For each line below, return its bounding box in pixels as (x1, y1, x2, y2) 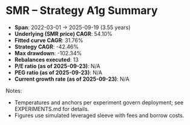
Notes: (5, 87, 22, 94)
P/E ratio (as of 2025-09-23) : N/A (14, 62, 100, 70)
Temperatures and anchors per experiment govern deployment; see (14, 98, 184, 106)
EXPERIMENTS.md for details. (14, 105, 90, 112)
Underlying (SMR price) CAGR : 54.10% (14, 30, 113, 37)
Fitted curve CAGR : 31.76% (14, 36, 84, 44)
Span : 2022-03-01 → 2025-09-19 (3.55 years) (14, 24, 131, 31)
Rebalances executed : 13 (14, 56, 79, 63)
